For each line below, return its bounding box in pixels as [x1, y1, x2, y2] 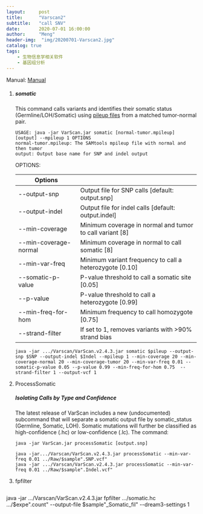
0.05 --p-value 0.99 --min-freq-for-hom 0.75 [58, 364, 175, 371]
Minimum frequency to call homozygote [80, 308, 193, 317]
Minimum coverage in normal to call [80, 239, 182, 247]
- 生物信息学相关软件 [17, 54, 63, 60]
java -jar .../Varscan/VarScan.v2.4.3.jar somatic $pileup [14, 349, 167, 355]
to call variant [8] [80, 228, 129, 237]
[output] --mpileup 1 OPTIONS [14, 135, 92, 141]
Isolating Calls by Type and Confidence [14, 394, 117, 401]
